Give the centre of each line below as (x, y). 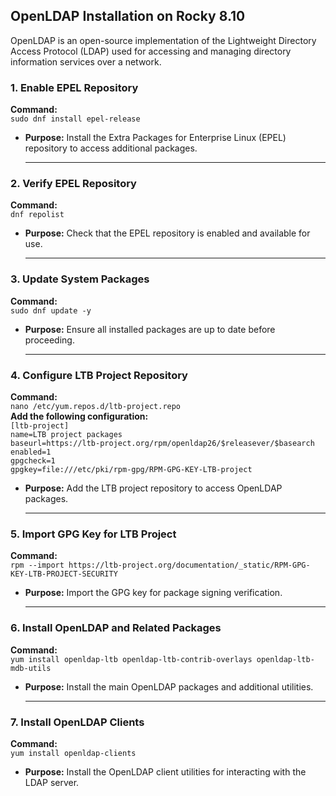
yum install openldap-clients (73, 753)
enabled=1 (31, 452)
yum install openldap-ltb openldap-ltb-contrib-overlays (131, 659)
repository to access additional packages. (111, 148)
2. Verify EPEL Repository (73, 184)
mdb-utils (31, 668)
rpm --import (37, 565)
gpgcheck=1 (33, 461)
